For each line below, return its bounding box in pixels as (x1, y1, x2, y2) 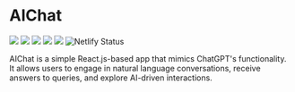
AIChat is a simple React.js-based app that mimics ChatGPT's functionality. (9, 53, 287, 63)
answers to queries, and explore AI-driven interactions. (9, 72, 213, 83)
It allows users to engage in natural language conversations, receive (9, 63, 262, 73)
